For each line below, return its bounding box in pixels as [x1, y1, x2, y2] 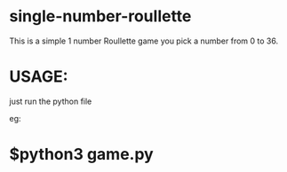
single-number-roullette [9, 6, 192, 27]
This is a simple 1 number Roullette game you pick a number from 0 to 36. [9, 35, 278, 46]
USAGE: [9, 66, 68, 87]
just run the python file [9, 96, 92, 106]
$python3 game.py [9, 145, 154, 165]
